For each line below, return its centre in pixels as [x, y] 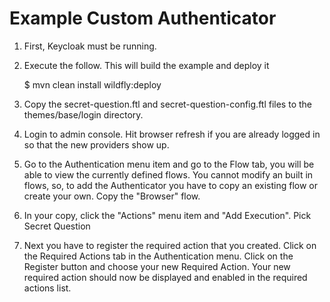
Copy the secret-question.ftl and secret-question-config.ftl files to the [167, 104]
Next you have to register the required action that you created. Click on [170, 245]
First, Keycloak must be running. [90, 46]
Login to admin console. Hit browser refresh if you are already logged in [172, 134]
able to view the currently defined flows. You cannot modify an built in [168, 174]
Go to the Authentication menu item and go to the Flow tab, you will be [169, 164]
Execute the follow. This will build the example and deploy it [146, 65]
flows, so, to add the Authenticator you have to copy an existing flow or [170, 185]
